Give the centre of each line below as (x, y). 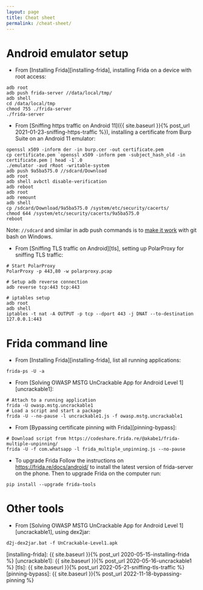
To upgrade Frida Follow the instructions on (69, 460)
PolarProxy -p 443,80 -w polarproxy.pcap (59, 271)
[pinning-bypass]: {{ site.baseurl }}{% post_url (64, 574)
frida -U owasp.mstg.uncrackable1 (50, 406)
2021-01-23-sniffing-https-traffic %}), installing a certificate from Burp (103, 132)
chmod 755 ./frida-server (39, 109)
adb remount (21, 198)
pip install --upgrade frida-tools (51, 485)
